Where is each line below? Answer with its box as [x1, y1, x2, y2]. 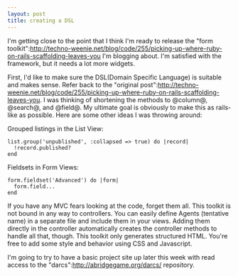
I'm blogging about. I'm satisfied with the [102, 51, 222, 60]
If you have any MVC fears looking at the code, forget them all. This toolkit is [7, 202, 231, 210]
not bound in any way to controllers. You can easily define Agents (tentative [7, 209, 229, 217]
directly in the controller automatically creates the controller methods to [7, 224, 217, 233]
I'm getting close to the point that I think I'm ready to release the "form [7, 36, 213, 45]
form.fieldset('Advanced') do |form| [7, 177, 119, 184]
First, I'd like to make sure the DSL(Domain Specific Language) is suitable [7, 72, 222, 82]
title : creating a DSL [7, 17, 75, 24]
